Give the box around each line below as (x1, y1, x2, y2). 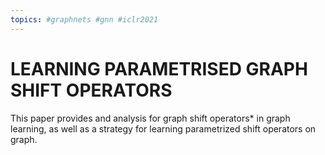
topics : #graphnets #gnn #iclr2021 (10, 14, 159, 25)
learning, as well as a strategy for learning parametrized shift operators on (10, 122, 317, 135)
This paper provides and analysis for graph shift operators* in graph (10, 112, 291, 124)
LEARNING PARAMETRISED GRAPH (10, 57, 308, 80)
